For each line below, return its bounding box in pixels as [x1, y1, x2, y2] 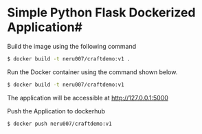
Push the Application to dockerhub [7, 107, 105, 115]
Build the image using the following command [7, 42, 137, 50]
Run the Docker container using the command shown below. [7, 67, 178, 76]
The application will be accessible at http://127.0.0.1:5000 [7, 93, 168, 102]
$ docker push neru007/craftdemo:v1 [7, 120, 112, 127]
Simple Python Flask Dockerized [7, 5, 196, 21]
